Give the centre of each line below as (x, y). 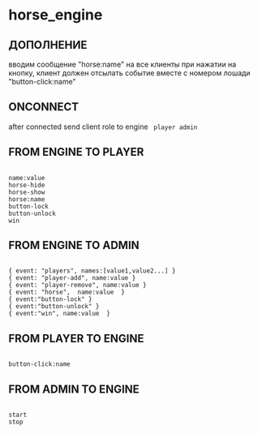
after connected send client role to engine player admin (103, 127)
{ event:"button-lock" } (50, 299)
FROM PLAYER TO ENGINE (76, 338)
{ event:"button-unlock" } (54, 307)
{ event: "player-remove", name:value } (78, 286)
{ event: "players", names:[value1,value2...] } (92, 271)
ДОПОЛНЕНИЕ (48, 45)
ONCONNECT (44, 107)
